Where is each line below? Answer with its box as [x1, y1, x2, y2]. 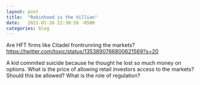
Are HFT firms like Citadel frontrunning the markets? [6, 42, 135, 49]
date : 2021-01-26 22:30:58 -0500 [6, 20, 95, 26]
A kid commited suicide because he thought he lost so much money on [6, 59, 181, 67]
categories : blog [6, 25, 50, 32]
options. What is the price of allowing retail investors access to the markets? [6, 66, 195, 73]
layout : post [6, 8, 39, 15]
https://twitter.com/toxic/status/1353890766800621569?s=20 [6, 48, 159, 55]
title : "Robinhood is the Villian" [6, 14, 98, 20]
